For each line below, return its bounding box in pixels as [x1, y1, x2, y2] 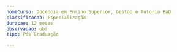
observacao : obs [6, 25, 48, 32]
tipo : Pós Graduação [6, 31, 59, 37]
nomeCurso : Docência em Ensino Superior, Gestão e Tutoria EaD [6, 8, 171, 15]
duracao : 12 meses [6, 20, 53, 26]
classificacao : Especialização [6, 15, 86, 21]
